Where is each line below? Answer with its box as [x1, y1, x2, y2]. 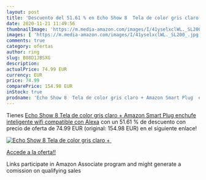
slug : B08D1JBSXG [6, 55, 51, 61]
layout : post [6, 9, 40, 15]
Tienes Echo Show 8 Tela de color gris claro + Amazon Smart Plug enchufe [6, 111, 196, 119]
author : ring [6, 49, 40, 55]
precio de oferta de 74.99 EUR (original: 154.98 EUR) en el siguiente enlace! [6, 124, 197, 132]
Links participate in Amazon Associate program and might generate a [6, 160, 181, 168]
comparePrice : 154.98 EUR [6, 84, 72, 90]
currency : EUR [6, 72, 43, 78]
